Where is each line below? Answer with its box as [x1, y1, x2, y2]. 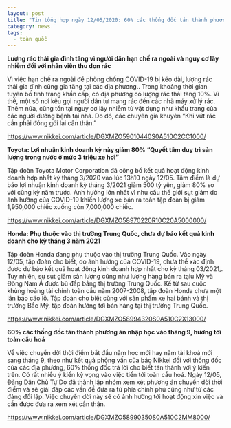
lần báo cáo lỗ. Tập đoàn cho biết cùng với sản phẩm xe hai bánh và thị [7, 294, 208, 303]
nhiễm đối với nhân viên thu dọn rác [7, 62, 111, 70]
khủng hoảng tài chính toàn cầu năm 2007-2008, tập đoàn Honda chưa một [7, 287, 222, 295]
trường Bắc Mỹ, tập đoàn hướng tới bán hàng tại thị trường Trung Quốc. [7, 301, 208, 310]
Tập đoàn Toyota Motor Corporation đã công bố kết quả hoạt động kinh [7, 167, 210, 175]
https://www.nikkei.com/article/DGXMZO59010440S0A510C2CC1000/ [7, 132, 206, 141]
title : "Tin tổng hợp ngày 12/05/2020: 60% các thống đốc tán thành [7, 17, 208, 23]
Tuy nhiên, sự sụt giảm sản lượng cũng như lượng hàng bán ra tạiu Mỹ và [7, 272, 213, 281]
